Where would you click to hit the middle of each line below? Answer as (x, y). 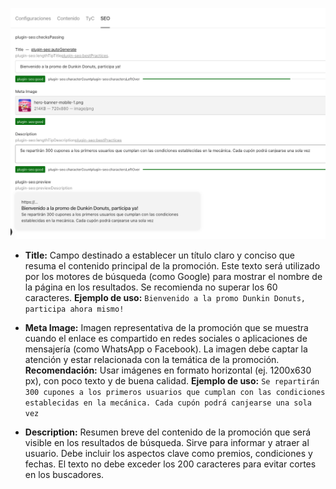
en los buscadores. (64, 474)
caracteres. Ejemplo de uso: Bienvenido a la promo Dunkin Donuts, (165, 297)
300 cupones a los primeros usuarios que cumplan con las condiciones (175, 392)
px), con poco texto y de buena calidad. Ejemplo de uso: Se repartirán (172, 380)
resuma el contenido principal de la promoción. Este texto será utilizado (172, 265)
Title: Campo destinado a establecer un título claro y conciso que (159, 255)
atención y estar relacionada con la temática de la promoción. (152, 359)
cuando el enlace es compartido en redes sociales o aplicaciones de (166, 338)
